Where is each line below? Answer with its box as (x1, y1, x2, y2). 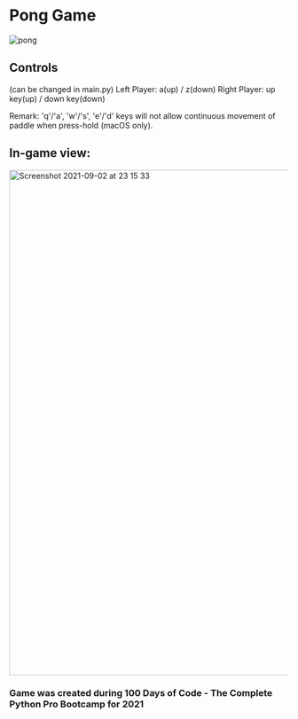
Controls (9, 60, 59, 75)
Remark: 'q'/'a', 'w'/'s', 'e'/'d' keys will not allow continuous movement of (9, 110, 277, 121)
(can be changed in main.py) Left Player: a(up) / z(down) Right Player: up (9, 83, 276, 94)
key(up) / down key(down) (9, 93, 106, 104)
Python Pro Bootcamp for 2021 (9, 698, 145, 710)
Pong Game (9, 5, 97, 26)
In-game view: (9, 145, 91, 160)
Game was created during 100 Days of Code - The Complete (9, 687, 273, 699)
